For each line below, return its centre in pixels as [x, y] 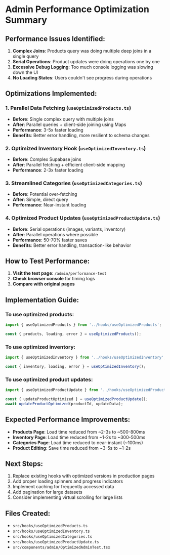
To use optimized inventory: [40, 347]
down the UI [25, 72]
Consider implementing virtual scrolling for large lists [68, 497]
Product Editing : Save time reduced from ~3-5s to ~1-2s [72, 448]
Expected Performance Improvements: [68, 420]
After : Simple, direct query [40, 200]
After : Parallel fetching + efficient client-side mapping [69, 164]
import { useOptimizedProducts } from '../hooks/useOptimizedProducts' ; [83, 325]
